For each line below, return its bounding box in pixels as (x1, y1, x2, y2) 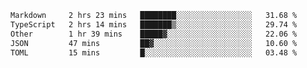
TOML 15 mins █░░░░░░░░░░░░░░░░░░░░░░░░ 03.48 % (10, 47, 298, 58)
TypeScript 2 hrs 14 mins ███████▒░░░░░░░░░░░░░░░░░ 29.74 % (10, 19, 298, 30)
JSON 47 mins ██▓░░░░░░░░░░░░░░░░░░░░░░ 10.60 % (10, 38, 298, 48)
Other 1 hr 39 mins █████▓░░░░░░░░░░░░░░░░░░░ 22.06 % (10, 29, 298, 39)
